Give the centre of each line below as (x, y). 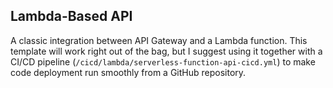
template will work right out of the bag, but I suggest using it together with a (166, 51)
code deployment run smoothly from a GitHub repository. (128, 72)
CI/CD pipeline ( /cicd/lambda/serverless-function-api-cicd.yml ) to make (163, 61)
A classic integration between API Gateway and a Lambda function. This (159, 40)
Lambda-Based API (71, 16)
